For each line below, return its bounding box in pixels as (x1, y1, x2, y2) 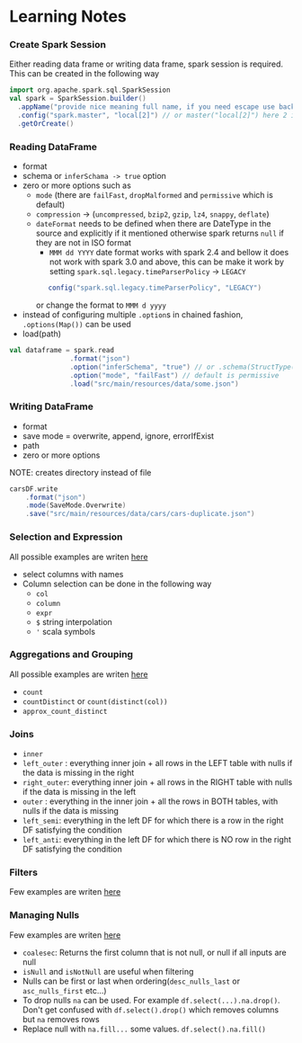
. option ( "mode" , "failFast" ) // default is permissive (69, 370, 280, 379)
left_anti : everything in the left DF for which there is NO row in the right (22, 834, 292, 845)
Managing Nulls (9, 909, 80, 922)
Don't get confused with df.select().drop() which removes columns (22, 1004, 280, 1015)
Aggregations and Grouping (9, 648, 133, 661)
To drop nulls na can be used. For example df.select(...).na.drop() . (22, 994, 280, 1005)
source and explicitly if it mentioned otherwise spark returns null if (35, 227, 285, 239)
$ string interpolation (35, 616, 112, 627)
